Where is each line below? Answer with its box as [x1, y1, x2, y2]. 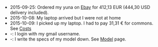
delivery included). [10, 9, 49, 15]
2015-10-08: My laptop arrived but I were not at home [10, 15, 121, 20]
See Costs [10, 25, 32, 31]
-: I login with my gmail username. [10, 31, 80, 36]
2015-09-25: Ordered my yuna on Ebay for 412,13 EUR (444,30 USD [10, 4, 150, 10]
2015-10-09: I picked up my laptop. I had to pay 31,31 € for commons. [10, 20, 153, 26]
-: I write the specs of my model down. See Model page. [10, 36, 126, 42]
